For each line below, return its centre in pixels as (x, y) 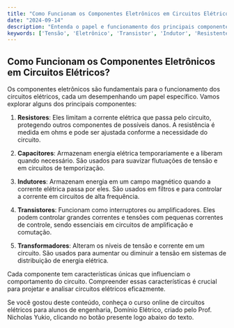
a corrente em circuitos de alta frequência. (78, 197)
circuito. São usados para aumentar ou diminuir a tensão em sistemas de (122, 253)
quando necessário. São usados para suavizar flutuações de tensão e (117, 161)
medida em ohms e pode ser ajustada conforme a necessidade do (112, 133)
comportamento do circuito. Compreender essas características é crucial (112, 282)
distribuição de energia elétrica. (63, 261)
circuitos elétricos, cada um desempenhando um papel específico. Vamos (114, 97)
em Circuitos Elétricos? (58, 72)
